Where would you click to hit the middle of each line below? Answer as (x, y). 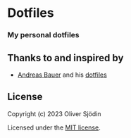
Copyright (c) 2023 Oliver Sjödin (54, 113)
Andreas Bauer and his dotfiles (62, 75)
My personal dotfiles (43, 35)
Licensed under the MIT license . (54, 127)
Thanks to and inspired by (65, 58)
